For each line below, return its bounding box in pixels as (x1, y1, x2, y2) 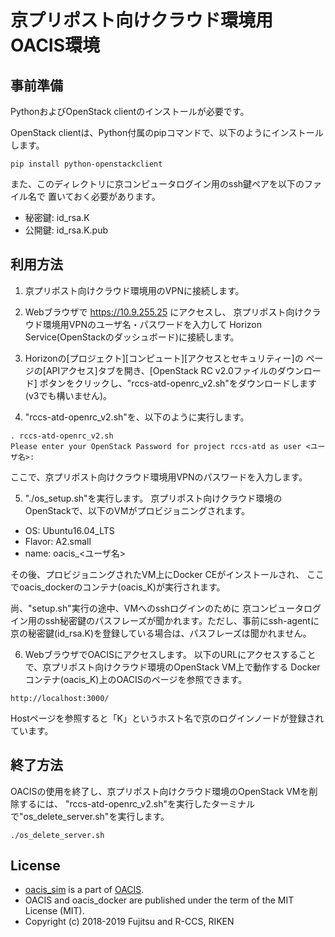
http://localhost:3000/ (10, 693, 110, 703)
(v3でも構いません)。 (24, 389, 113, 401)
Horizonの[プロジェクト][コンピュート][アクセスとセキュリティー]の (24, 352, 304, 364)
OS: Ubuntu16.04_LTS (24, 524, 115, 536)
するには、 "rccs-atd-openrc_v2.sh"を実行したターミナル (18, 797, 255, 810)
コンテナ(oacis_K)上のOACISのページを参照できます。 (24, 673, 248, 685)
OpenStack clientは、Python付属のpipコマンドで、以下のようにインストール (10, 127, 324, 138)
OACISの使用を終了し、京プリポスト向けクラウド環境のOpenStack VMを (10, 785, 310, 797)
